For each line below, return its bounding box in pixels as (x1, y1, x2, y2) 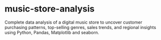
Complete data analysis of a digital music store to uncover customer (4, 19, 143, 25)
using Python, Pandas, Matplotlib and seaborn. (4, 29, 99, 35)
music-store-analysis (4, 3, 95, 14)
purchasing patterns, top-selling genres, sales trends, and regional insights (4, 24, 157, 30)
